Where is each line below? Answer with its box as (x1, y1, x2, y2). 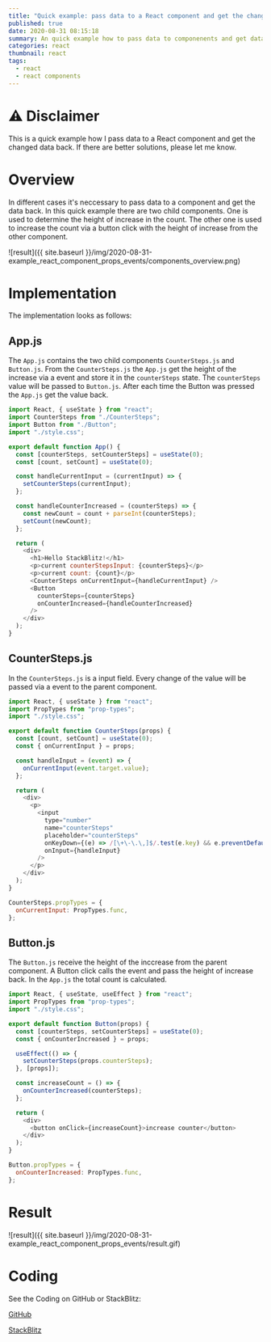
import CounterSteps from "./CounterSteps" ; (8, 413, 161, 421)
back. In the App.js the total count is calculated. (8, 975, 167, 985)
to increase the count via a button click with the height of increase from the (8, 223, 258, 233)
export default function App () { (8, 442, 121, 451)
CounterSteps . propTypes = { (8, 898, 103, 906)
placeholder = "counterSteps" (44, 831, 139, 839)
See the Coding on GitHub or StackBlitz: (8, 1293, 141, 1303)
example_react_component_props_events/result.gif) (8, 1239, 181, 1248)
